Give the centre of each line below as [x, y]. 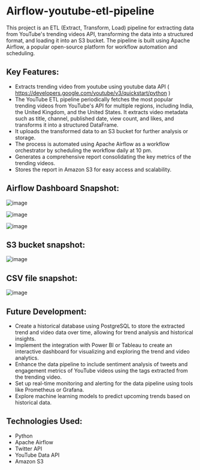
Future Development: [46, 311]
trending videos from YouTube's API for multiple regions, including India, [104, 106]
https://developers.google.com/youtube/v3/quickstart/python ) [93, 93]
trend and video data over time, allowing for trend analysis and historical [104, 332]
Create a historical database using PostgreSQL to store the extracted [100, 326]
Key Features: [33, 72]
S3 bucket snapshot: [46, 245]
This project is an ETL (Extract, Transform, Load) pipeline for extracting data [100, 28]
